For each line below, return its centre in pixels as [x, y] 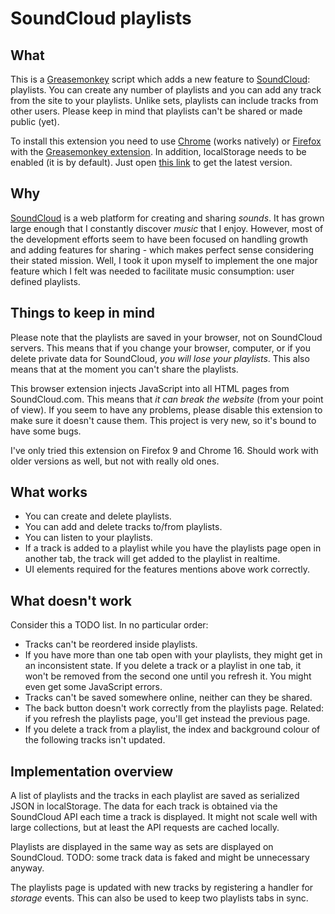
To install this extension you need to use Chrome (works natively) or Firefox [166, 141]
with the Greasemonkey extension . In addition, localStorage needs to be [158, 151]
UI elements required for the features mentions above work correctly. [167, 569]
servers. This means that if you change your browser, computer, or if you [160, 348]
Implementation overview [91, 771]
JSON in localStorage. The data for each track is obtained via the [144, 806]
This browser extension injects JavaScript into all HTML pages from [150, 388]
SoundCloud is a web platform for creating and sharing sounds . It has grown [167, 218]
